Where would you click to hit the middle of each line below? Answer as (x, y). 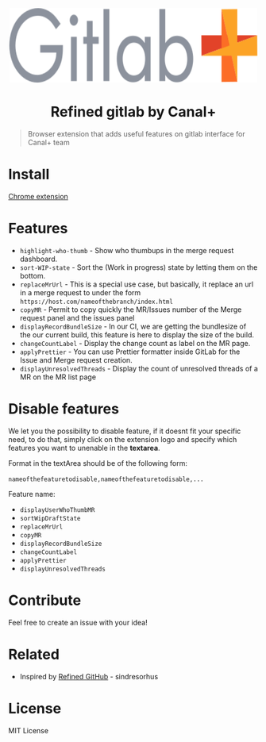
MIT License (29, 730)
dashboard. (39, 259)
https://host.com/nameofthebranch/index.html (96, 302)
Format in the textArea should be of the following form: (98, 463)
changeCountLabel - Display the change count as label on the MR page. (135, 343)
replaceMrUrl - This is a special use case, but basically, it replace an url (137, 284)
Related (34, 654)
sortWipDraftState (50, 518)
